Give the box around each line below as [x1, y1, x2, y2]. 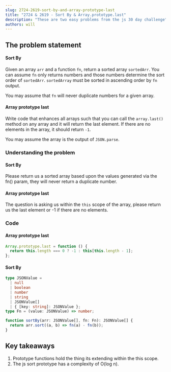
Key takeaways [5, 342, 55, 351]
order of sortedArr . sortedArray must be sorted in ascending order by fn [5, 77, 158, 83]
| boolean [10, 285, 31, 290]
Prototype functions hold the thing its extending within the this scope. [12, 355, 159, 361]
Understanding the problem [5, 149, 75, 156]
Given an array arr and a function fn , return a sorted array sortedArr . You [5, 66, 159, 72]
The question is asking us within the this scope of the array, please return [5, 201, 161, 207]
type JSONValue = [5, 275, 42, 281]
